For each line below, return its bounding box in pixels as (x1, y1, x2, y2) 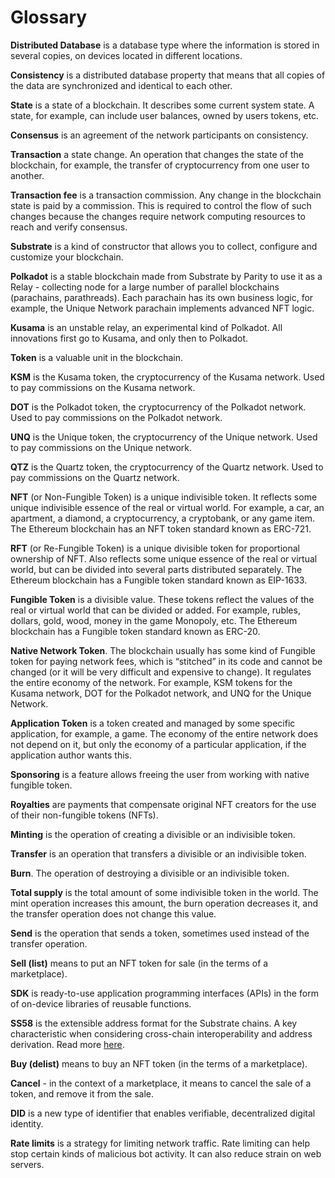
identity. (10, 1117, 44, 1130)
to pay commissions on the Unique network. (10, 441, 193, 453)
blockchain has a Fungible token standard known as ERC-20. (10, 625, 261, 637)
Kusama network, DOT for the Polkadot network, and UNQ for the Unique (10, 687, 312, 699)
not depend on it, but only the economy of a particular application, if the (10, 738, 307, 750)
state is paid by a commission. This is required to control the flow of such (10, 199, 312, 211)
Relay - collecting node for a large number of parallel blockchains (10, 281, 280, 293)
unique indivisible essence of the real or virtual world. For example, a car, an (10, 501, 325, 513)
